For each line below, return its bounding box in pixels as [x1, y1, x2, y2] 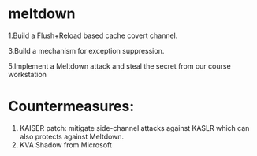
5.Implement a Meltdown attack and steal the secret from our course [8, 61, 231, 71]
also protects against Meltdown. [19, 132, 125, 141]
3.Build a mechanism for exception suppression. [8, 46, 165, 55]
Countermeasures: [8, 98, 135, 115]
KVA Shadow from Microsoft [19, 139, 113, 150]
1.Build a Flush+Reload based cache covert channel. [8, 31, 178, 40]
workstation [8, 69, 47, 79]
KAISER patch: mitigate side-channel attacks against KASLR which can [19, 123, 250, 132]
